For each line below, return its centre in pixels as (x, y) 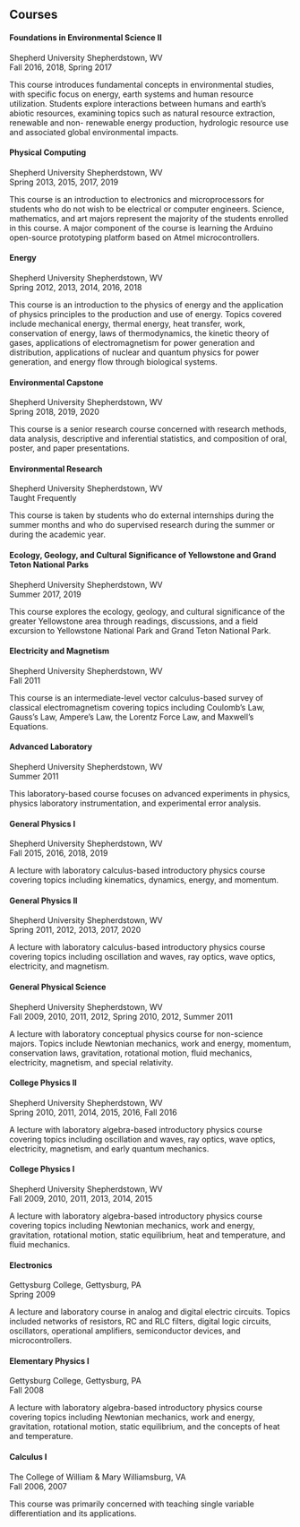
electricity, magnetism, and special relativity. (91, 1062)
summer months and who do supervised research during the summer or (142, 525)
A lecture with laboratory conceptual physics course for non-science (136, 1033)
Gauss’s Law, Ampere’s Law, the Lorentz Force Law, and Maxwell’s (132, 717)
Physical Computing (48, 152)
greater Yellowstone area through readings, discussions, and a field (133, 621)
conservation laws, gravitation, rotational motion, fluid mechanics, (131, 1053)
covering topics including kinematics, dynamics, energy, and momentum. (144, 880)
